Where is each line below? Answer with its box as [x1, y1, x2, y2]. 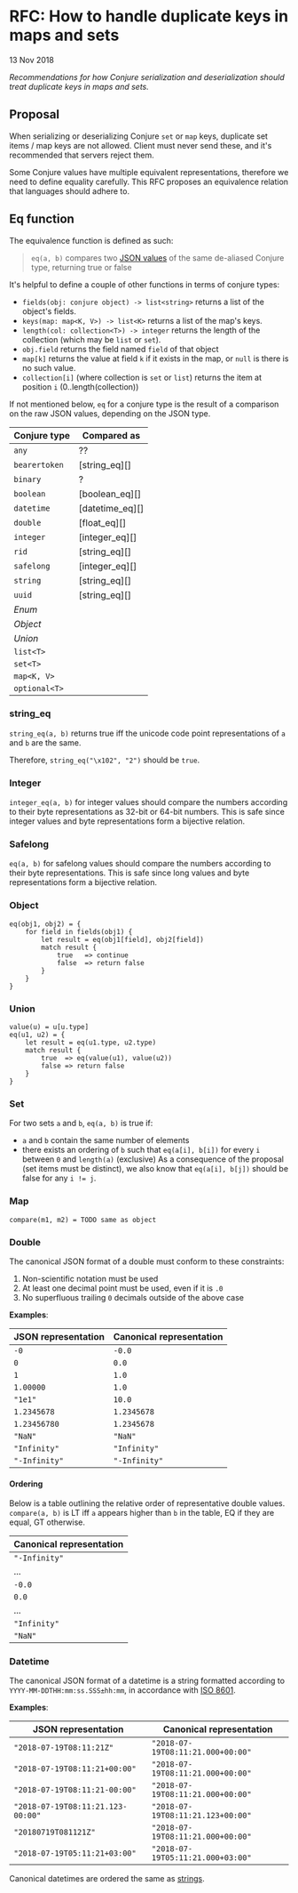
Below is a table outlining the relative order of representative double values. [9, 1498, 286, 1509]
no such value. [21, 362, 76, 373]
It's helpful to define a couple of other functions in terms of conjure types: [9, 278, 280, 290]
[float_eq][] [78, 516, 127, 528]
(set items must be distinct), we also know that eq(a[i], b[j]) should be [21, 1164, 289, 1174]
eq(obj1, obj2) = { [9, 919, 82, 929]
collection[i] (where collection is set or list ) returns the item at [21, 372, 263, 383]
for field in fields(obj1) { [25, 927, 133, 936]
